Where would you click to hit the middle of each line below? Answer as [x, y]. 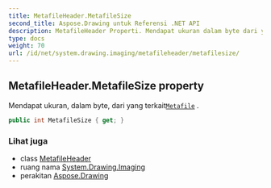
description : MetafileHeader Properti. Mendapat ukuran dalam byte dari [133, 31]
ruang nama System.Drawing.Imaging [83, 167]
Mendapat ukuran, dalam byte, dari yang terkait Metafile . [104, 105]
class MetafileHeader [55, 158]
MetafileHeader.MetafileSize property [106, 86]
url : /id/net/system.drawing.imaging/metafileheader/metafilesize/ [124, 53]
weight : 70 [27, 46]
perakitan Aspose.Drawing [64, 175]
